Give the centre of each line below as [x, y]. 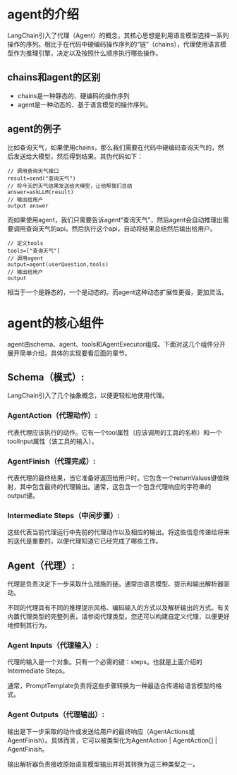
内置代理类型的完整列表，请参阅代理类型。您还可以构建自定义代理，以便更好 [119, 617]
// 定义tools [25, 243]
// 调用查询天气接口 [33, 171]
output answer [28, 205]
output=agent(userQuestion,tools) [58, 264]
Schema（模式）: [46, 377]
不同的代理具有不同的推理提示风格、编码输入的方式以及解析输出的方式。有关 [119, 608]
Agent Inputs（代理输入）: [53, 645]
